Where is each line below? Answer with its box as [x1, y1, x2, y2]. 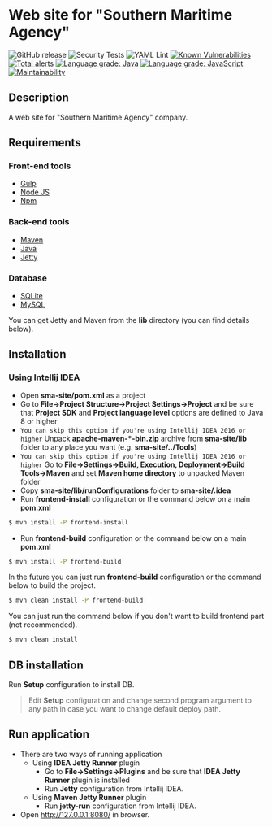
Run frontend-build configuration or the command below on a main [19, 533, 247, 542]
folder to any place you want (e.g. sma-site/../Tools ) [19, 442, 197, 452]
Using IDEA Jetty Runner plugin [32, 758, 140, 768]
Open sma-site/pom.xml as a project [19, 390, 146, 400]
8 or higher [19, 416, 58, 426]
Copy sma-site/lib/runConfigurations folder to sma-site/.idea [19, 485, 231, 495]
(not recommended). [8, 620, 78, 629]
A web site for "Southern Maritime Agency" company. [8, 112, 188, 122]
